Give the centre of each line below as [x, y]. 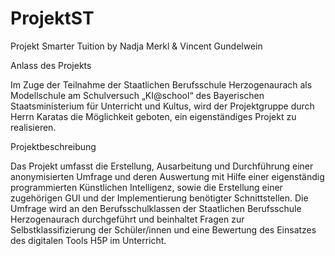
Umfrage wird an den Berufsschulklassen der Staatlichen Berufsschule [156, 208]
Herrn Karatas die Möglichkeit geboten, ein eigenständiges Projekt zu [153, 116]
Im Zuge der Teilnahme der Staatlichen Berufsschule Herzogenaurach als [161, 84]
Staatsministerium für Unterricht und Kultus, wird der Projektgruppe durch [162, 106]
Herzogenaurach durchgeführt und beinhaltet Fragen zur [127, 219]
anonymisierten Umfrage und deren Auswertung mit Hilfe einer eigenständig [167, 176]
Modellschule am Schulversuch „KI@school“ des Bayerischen [137, 95]
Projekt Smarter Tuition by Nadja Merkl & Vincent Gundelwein [136, 46]
